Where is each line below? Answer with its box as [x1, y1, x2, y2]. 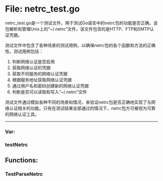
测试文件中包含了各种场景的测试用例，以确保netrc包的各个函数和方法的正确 [5, 42, 156, 48]
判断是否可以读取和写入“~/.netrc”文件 [12, 89, 87, 95]
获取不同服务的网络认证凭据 [12, 71, 68, 76]
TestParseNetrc [5, 171, 43, 178]
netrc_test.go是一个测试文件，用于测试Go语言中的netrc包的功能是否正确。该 [5, 20, 158, 26]
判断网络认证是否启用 [12, 59, 55, 64]
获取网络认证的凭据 [12, 64, 51, 71]
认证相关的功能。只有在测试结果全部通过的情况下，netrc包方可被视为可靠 [9, 105, 156, 111]
